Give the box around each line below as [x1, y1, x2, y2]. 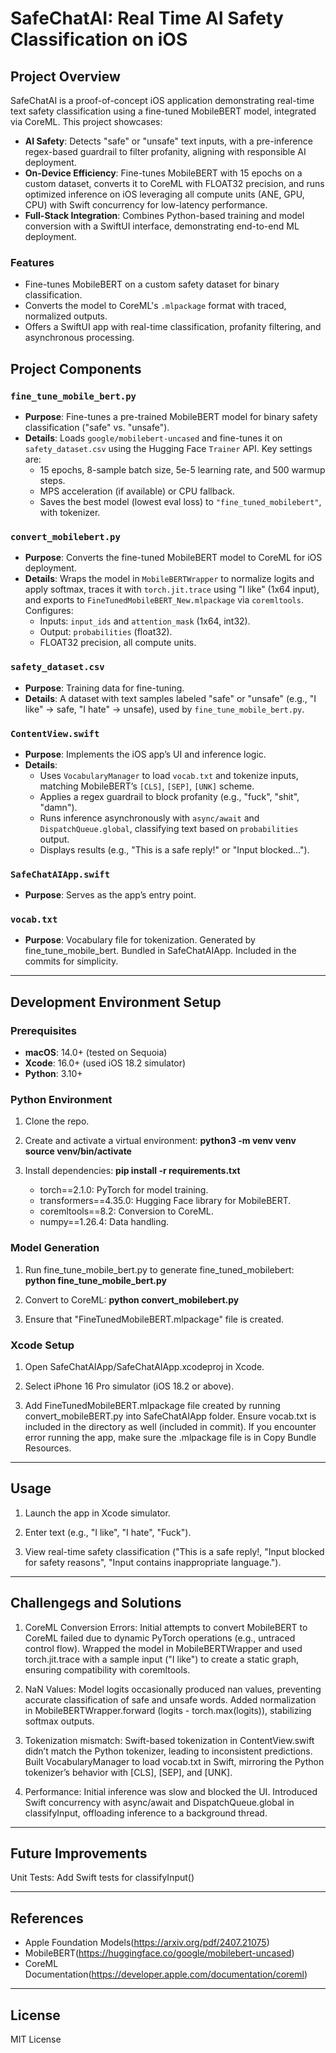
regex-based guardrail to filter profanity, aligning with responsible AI [24, 146, 307, 157]
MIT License [10, 2033, 62, 2046]
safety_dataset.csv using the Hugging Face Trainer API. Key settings [24, 442, 313, 454]
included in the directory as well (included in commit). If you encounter [24, 1421, 317, 1433]
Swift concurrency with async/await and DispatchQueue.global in [24, 1796, 295, 1808]
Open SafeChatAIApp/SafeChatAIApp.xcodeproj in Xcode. [24, 1361, 265, 1373]
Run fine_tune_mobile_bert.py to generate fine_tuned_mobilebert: [24, 1263, 295, 1276]
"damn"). [39, 801, 78, 813]
